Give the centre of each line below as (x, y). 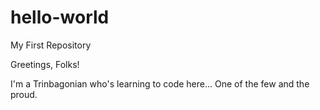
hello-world (60, 17)
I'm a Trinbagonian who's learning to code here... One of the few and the (160, 83)
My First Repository (51, 45)
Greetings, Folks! (45, 64)
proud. (24, 94)
